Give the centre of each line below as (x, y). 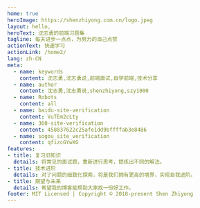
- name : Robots (35, 98)
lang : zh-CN (24, 59)
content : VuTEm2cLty (49, 116)
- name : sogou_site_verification (62, 136)
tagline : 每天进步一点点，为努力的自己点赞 (62, 40)
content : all (38, 104)
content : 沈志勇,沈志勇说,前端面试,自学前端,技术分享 (89, 78)
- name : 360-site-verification (58, 123)
